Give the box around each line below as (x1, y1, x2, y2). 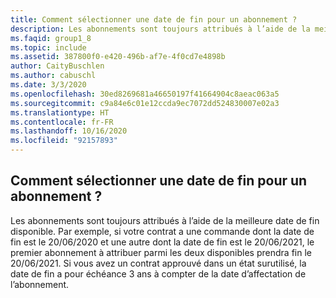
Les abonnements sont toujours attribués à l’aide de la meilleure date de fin (10, 214, 320, 226)
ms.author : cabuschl (10, 71, 97, 81)
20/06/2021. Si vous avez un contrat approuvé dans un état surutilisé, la (10, 257, 307, 269)
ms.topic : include (10, 42, 87, 53)
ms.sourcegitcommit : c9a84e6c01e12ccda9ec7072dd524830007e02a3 (10, 98, 280, 108)
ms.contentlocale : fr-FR (10, 117, 114, 127)
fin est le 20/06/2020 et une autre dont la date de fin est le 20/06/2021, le (10, 236, 315, 248)
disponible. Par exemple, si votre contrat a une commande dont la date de (10, 225, 315, 237)
